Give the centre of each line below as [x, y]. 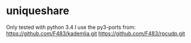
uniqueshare [38, 11]
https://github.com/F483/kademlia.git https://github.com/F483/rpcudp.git [96, 33]
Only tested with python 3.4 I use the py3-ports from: [71, 27]
